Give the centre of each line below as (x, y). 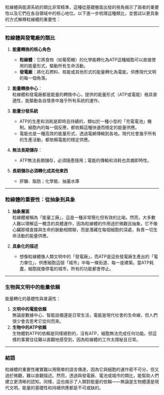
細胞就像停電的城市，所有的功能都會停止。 (71, 269)
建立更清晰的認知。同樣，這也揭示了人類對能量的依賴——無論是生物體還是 (80, 382)
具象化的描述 (25, 246)
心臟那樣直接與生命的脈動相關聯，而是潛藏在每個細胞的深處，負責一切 (83, 229)
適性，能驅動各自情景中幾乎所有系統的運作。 (57, 101)
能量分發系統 (25, 111)
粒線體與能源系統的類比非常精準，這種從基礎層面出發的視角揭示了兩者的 (78, 7)
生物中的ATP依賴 (29, 327)
